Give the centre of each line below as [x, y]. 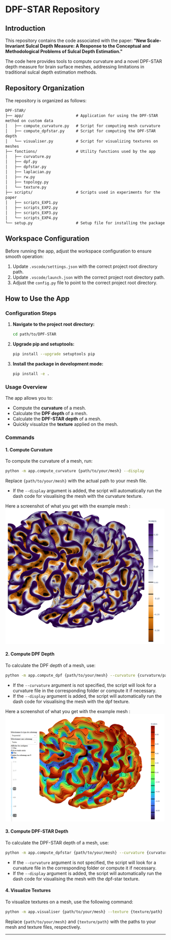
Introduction [25, 28]
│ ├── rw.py [20, 177]
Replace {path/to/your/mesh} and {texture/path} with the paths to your [81, 922]
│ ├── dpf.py [21, 162]
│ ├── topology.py [27, 182]
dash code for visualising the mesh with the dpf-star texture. [76, 879]
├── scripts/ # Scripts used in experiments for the [83, 192]
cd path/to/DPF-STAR [34, 334]
